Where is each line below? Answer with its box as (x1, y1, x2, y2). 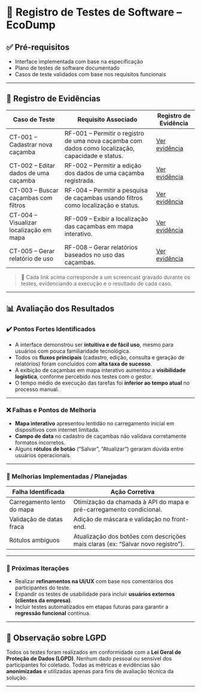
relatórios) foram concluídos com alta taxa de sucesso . (14, 360, 153, 367)
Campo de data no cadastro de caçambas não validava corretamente (14, 432, 187, 440)
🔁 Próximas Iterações (6, 564, 69, 572)
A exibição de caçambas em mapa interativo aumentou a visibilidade (14, 366, 186, 374)
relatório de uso (9, 254, 54, 263)
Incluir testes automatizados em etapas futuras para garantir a (14, 603, 169, 611)
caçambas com (9, 193, 53, 202)
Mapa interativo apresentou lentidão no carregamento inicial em (14, 419, 175, 427)
